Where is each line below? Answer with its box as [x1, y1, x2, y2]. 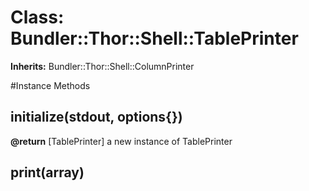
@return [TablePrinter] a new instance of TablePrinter [10, 135, 233, 147]
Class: [10, 6, 65, 29]
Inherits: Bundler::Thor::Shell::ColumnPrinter [10, 60, 195, 72]
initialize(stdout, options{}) [10, 109, 183, 126]
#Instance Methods [10, 79, 91, 91]
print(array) [10, 164, 85, 181]
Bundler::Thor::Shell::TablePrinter [10, 27, 299, 50]
